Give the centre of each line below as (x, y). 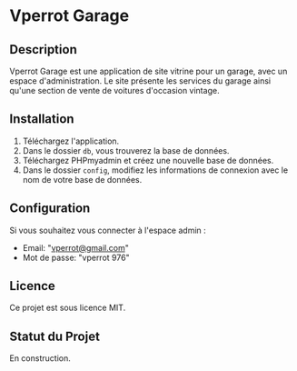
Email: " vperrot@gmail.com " (75, 247)
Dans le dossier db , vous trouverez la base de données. (126, 150)
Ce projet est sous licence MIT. (68, 308)
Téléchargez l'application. (71, 141)
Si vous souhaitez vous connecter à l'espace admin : (108, 230)
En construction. (40, 358)
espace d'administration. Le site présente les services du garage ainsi (140, 81)
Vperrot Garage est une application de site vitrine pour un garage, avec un (148, 71)
